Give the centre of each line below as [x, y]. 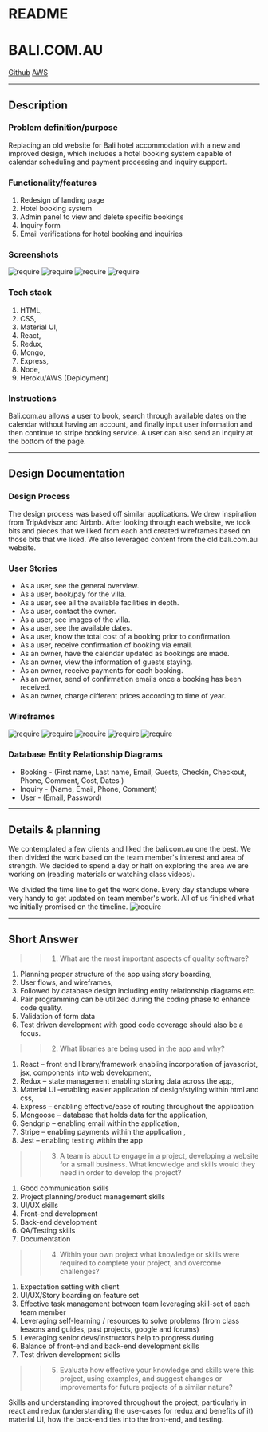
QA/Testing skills [47, 1231]
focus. [30, 1033]
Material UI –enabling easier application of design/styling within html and [139, 1090]
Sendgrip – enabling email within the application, [99, 1123]
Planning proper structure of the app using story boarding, [116, 974]
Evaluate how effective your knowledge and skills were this [156, 1370]
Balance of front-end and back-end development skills [109, 1346]
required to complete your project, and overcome [140, 1263]
